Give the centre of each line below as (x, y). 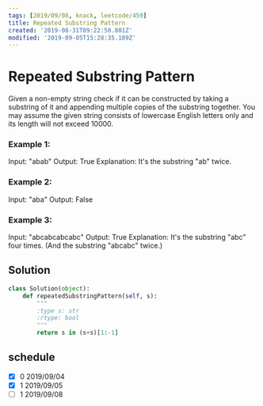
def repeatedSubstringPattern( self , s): (90, 296)
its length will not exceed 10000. (61, 124)
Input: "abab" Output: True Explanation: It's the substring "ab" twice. (120, 161)
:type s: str (58, 311)
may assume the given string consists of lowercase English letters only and (131, 116)
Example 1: (29, 145)
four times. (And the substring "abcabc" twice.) (86, 245)
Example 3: (30, 220)
